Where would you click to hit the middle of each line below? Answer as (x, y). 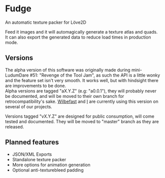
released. (15, 127)
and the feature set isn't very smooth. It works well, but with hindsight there (82, 80)
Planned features (32, 142)
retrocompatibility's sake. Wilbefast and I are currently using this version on (82, 101)
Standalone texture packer (39, 159)
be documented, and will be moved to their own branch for (65, 96)
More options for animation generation (51, 165)
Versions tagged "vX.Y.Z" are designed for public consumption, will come (80, 116)
